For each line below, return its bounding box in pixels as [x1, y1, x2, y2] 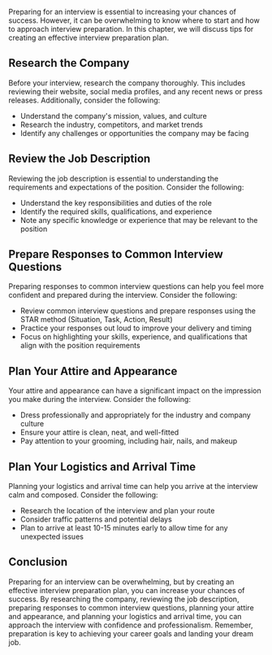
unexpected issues [19, 532, 84, 542]
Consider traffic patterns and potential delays [19, 514, 172, 524]
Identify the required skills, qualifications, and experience [19, 207, 213, 216]
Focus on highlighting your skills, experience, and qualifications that [19, 332, 248, 342]
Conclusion [8, 555, 68, 569]
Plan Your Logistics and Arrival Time [8, 460, 196, 474]
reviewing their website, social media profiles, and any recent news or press [8, 86, 263, 96]
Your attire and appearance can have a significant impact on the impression [8, 386, 261, 395]
